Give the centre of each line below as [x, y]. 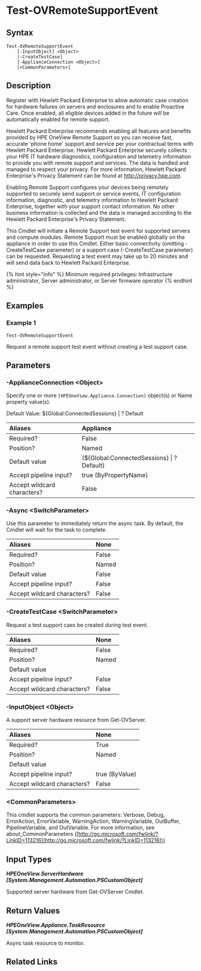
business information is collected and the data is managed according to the [99, 212]
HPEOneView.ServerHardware [45, 874]
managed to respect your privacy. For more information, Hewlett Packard [96, 169]
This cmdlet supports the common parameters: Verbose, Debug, [86, 815]
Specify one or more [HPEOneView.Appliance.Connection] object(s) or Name [99, 395]
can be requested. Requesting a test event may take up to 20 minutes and [97, 256]
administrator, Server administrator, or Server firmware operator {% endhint [99, 280]
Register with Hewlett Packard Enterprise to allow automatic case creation [98, 100]
